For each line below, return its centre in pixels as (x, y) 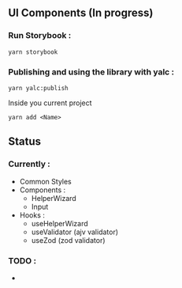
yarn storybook (33, 52)
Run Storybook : (40, 36)
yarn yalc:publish (38, 88)
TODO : (22, 260)
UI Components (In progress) (81, 13)
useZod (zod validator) (68, 240)
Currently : (30, 164)
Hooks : (32, 215)
